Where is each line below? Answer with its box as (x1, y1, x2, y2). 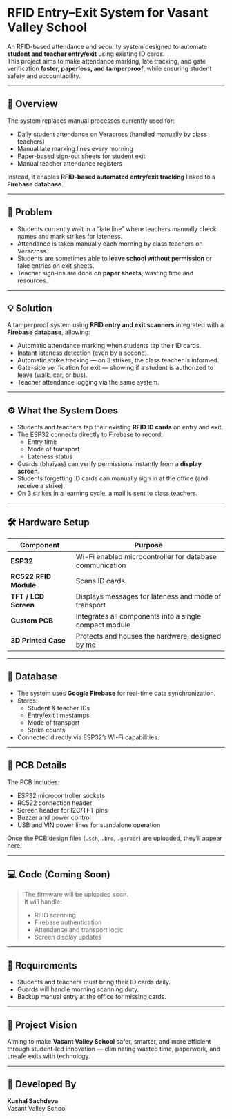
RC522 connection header (17, 799, 93, 807)
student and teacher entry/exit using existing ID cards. (7, 50, 165, 58)
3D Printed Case (10, 636, 66, 645)
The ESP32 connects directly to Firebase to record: (17, 430, 164, 439)
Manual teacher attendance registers (17, 159, 123, 167)
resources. (17, 276, 48, 284)
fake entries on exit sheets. (17, 261, 95, 270)
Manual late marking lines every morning (17, 144, 133, 153)
